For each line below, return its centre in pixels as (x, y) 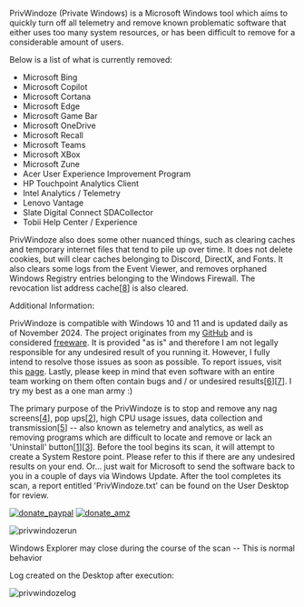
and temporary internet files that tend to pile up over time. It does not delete (151, 249)
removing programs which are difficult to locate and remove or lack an (141, 437)
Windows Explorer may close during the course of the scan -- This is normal (152, 548)
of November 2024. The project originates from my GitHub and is (131, 333)
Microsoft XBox (51, 154)
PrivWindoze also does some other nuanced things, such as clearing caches (152, 239)
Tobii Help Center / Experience (80, 222)
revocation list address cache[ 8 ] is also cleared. (99, 288)
